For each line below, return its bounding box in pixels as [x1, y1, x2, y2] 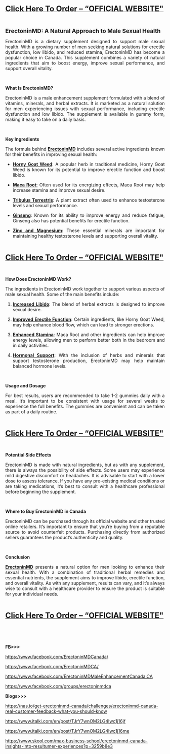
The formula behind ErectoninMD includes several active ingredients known [5, 146, 165, 152]
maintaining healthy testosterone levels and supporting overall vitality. [12, 233, 158, 239]
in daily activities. [12, 342, 49, 348]
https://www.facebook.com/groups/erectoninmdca [5, 683, 111, 689]
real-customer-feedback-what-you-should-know [5, 708, 107, 714]
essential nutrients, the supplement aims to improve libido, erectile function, [5, 575, 165, 580]
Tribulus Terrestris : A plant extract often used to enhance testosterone [12, 197, 165, 203]
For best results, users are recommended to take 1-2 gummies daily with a [5, 392, 165, 399]
